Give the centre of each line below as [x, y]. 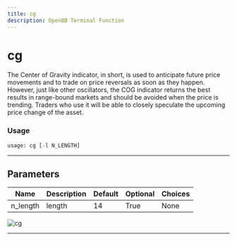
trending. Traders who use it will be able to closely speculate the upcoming [116, 105]
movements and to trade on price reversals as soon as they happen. [106, 83]
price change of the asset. [45, 112]
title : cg [22, 14]
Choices [176, 194]
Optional [140, 194]
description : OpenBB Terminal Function [66, 20]
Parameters [34, 174]
